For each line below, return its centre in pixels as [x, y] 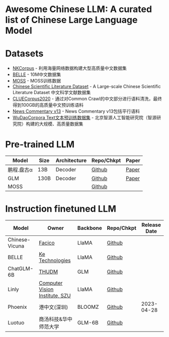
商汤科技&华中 [56, 319]
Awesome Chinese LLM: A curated [79, 9]
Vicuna [16, 246]
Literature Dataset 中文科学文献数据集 [52, 93]
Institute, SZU [55, 296]
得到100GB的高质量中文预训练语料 [48, 105]
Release [151, 225]
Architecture [71, 160]
